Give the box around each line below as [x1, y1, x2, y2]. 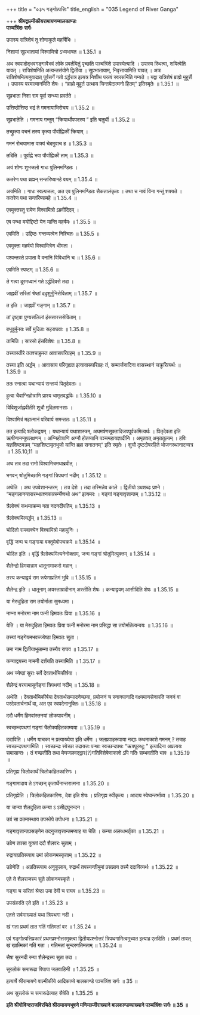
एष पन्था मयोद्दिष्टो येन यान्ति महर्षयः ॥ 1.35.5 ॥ [6, 218, 96, 225]
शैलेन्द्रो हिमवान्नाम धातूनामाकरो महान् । [6, 562, 78, 569]
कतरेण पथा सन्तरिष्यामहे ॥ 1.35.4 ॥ [6, 195, 77, 201]
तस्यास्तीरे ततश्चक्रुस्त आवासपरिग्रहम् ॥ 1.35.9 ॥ [6, 350, 101, 356]
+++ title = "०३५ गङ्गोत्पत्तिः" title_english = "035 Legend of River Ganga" [6, 6, 179, 13]
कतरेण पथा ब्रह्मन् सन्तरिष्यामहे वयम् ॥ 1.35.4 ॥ [6, 176, 97, 183]
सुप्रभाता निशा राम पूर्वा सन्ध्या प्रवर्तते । [6, 92, 76, 99]
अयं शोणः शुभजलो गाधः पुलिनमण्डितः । [6, 164, 78, 171]
